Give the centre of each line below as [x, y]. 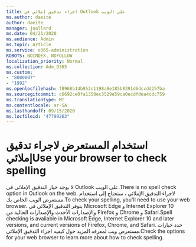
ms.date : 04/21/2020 [32, 34]
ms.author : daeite [29, 17]
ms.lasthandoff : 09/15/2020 [41, 111]
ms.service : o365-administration [47, 50]
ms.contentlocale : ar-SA [37, 105]
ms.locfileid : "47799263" [38, 116]
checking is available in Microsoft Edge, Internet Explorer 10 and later [90, 219]
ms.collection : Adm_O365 [37, 67]
